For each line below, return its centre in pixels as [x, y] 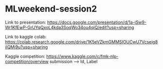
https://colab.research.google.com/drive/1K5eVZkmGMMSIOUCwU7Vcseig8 [81, 41]
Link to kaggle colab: [26, 37]
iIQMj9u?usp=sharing [26, 47]
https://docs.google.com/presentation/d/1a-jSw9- [97, 22]
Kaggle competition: [25, 56]
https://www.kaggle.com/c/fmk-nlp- [82, 56]
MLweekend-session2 [51, 9]
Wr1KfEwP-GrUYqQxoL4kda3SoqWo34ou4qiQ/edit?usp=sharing [70, 27]
